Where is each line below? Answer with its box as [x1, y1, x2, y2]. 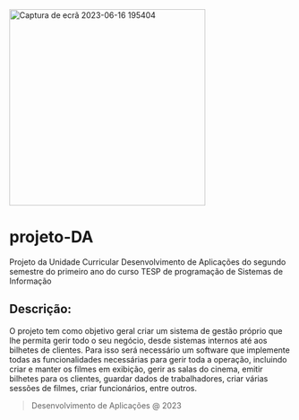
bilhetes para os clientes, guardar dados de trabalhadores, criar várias [9, 372, 269, 384]
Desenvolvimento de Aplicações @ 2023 [30, 399, 182, 411]
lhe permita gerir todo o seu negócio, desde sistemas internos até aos [9, 335, 268, 346]
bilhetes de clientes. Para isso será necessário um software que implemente [9, 345, 291, 355]
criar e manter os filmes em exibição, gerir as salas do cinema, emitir [9, 363, 263, 374]
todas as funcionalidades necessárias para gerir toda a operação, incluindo [9, 354, 287, 364]
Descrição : [9, 302, 72, 317]
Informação [9, 276, 52, 286]
